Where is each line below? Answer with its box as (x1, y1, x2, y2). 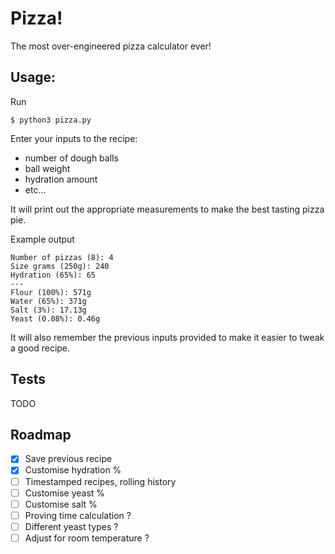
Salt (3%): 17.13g (10, 305, 87, 315)
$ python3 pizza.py (10, 115, 92, 125)
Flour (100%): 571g (10, 287, 92, 297)
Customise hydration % (24, 464, 122, 476)
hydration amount (24, 173, 98, 185)
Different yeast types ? (24, 520, 119, 532)
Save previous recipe (24, 453, 113, 465)
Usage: (10, 69, 57, 86)
